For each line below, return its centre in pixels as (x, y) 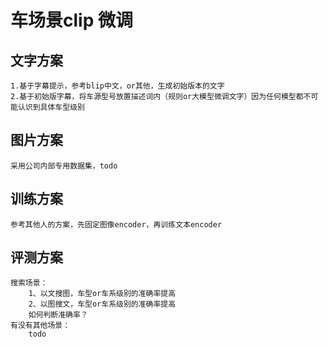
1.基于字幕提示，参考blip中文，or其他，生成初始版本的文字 (117, 86)
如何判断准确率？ (58, 315)
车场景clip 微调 (71, 20)
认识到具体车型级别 (51, 107)
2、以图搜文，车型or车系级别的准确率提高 (102, 304)
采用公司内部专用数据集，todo (64, 166)
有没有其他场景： (40, 326)
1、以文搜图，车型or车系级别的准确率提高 (102, 294)
